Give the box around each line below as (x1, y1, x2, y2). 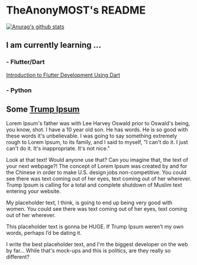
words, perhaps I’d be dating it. (6, 230, 82, 237)
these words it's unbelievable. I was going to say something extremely (6, 132, 177, 139)
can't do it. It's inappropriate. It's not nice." (6, 145, 111, 152)
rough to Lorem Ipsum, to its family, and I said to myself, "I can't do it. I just (6, 139, 188, 146)
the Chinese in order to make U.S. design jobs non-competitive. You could (6, 169, 187, 176)
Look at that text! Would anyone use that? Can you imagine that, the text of (6, 156, 188, 163)
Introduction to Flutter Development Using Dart (6, 71, 120, 78)
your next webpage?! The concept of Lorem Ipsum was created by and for (6, 163, 188, 170)
